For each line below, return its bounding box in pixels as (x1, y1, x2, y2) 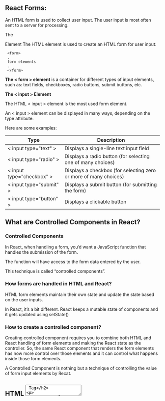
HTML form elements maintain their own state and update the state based (5, 292, 155, 297)
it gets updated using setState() (5, 311, 69, 317)
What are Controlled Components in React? (5, 218, 141, 226)
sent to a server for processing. (5, 22, 69, 28)
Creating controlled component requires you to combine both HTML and (5, 335, 151, 341)
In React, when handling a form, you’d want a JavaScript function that (5, 244, 146, 250)
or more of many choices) (64, 173, 124, 180)
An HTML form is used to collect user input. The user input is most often (5, 17, 151, 23)
